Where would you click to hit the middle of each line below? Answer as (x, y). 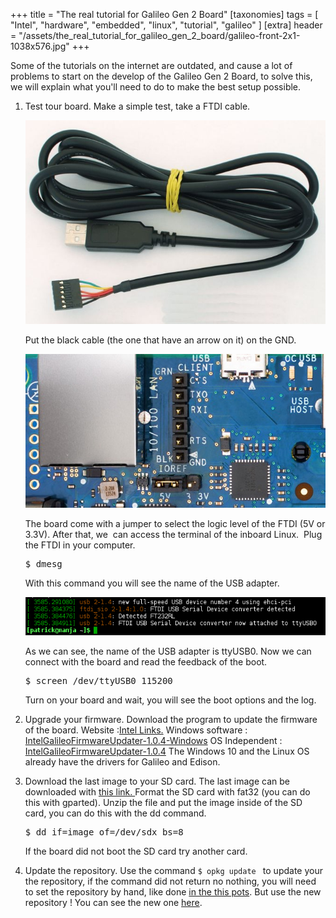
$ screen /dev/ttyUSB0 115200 (98, 681)
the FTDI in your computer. (80, 545)
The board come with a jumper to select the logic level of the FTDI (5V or (175, 523)
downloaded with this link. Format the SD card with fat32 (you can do (167, 792)
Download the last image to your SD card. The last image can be (157, 781)
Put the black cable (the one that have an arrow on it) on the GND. (160, 340)
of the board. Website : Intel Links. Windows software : (136, 730)
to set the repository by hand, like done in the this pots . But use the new (173, 892)
